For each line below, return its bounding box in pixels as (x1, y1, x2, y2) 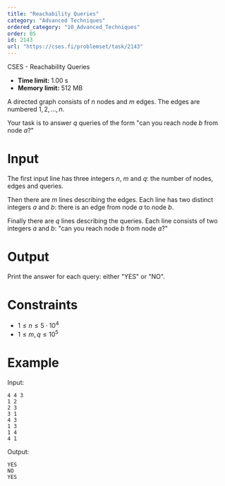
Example (7, 355, 59, 371)
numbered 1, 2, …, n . (7, 105, 65, 113)
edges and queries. (7, 182, 63, 190)
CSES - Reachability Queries (7, 63, 90, 71)
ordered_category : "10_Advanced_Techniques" (7, 23, 140, 30)
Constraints (7, 297, 78, 313)
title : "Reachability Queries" (7, 10, 99, 18)
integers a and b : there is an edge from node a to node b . (7, 203, 174, 211)
